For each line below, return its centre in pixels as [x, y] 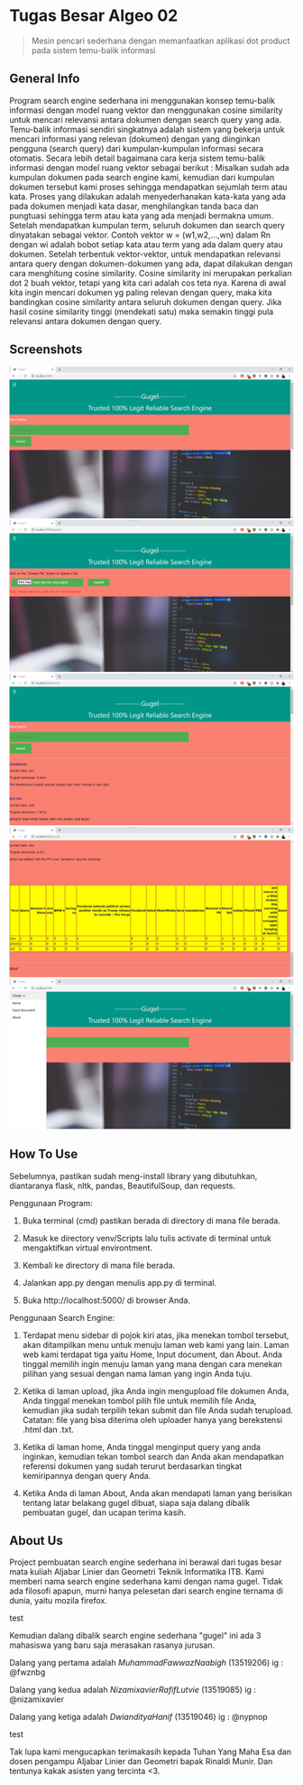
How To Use [44, 1154]
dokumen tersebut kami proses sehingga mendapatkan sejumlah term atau [148, 187]
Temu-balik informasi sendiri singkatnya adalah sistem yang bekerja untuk [147, 129]
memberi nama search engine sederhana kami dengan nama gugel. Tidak [146, 1582]
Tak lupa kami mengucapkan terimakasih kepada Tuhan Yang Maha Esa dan [150, 1752]
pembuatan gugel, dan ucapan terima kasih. [104, 1512]
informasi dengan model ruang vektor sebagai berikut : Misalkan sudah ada [150, 167]
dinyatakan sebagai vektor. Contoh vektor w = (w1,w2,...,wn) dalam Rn [140, 235]
